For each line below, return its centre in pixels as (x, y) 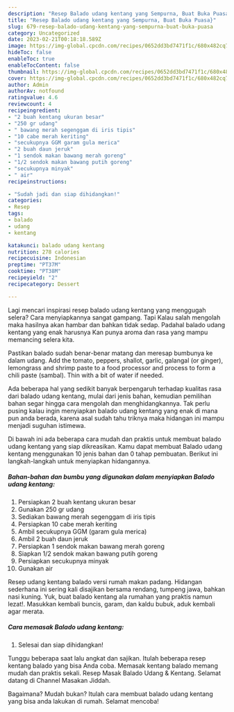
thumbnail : (24, 72)
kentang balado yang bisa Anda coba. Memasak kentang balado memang (113, 665)
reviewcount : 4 (30, 104)
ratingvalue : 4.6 (33, 98)
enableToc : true (31, 59)
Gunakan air (35, 568)
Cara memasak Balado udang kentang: (66, 627)
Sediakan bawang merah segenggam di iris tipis (86, 516)
